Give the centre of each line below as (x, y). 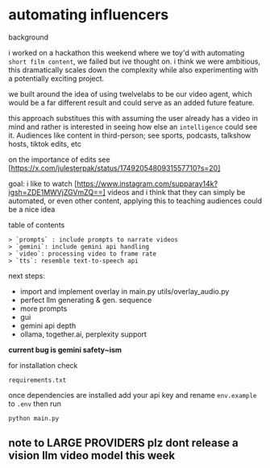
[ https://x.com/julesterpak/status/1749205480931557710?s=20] (114, 168)
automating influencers (89, 15)
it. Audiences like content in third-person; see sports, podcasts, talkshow (130, 135)
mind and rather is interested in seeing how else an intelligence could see (133, 126)
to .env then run (35, 404)
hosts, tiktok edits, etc (45, 143)
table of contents (37, 225)
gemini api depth (48, 325)
